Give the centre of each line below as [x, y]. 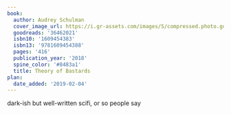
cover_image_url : [38, 26]
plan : [15, 77]
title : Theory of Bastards [52, 71]
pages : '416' [32, 52]
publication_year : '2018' [51, 58]
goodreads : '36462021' [46, 33]
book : [15, 13]
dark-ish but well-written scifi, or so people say [74, 103]
